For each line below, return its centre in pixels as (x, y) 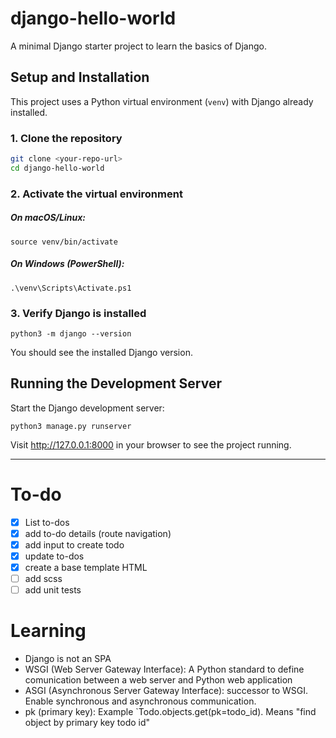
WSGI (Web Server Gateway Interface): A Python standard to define (164, 669)
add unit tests (53, 590)
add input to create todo (74, 544)
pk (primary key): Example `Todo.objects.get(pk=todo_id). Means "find (170, 712)
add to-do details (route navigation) (98, 533)
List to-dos (47, 522)
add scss (43, 579)
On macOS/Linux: (48, 218)
